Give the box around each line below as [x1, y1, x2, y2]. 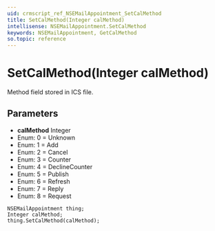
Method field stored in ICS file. [7, 88, 94, 96]
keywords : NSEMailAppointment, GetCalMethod [7, 29, 137, 36]
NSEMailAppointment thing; [7, 205, 85, 212]
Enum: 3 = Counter [17, 155, 71, 164]
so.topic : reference [7, 36, 67, 43]
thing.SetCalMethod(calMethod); [7, 217, 100, 224]
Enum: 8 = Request [17, 192, 72, 200]
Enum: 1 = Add [17, 140, 59, 148]
